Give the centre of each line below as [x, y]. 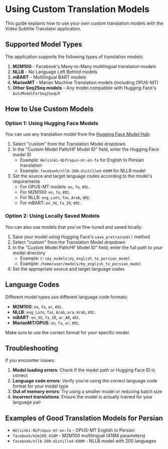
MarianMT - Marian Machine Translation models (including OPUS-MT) [86, 82]
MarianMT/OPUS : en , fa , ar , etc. [46, 323]
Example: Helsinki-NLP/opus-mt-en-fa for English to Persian [82, 160]
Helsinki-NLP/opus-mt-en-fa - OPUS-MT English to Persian [74, 430]
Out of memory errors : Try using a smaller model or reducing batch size [87, 392]
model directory [29, 252]
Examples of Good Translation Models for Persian [84, 418]
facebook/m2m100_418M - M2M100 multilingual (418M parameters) [79, 436]
